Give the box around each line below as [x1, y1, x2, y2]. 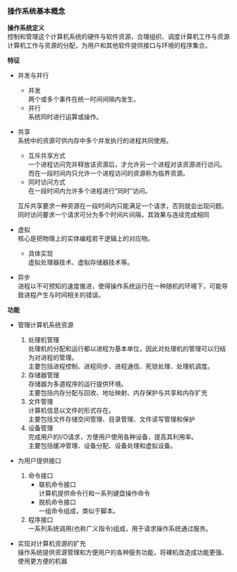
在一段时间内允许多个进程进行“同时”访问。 [28, 187, 152, 195]
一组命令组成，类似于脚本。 [38, 506, 120, 516]
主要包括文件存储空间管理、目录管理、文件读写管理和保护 [28, 415, 195, 424]
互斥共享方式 [28, 152, 66, 160]
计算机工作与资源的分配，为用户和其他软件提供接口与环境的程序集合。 [7, 41, 212, 50]
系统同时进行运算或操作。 [28, 113, 103, 121]
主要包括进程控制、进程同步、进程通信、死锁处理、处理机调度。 [28, 362, 214, 371]
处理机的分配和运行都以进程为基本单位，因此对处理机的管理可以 [28, 344, 214, 353]
